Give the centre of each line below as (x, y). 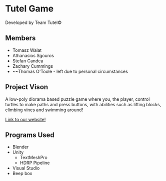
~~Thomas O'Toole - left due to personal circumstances (70, 71)
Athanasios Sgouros (33, 55)
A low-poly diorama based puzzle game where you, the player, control (77, 99)
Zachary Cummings (33, 66)
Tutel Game (29, 9)
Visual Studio (26, 168)
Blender (20, 147)
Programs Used (30, 135)
